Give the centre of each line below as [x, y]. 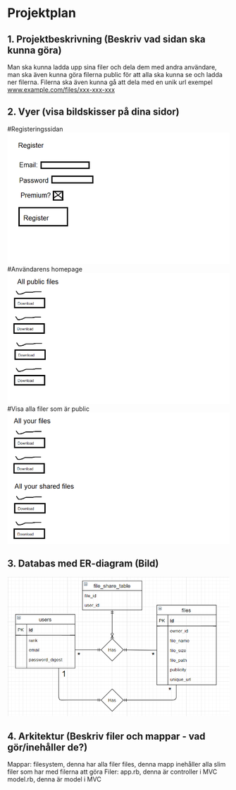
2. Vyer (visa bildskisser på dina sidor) [93, 112]
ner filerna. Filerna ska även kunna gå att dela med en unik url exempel [110, 82]
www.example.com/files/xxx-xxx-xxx [61, 89]
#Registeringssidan [35, 129]
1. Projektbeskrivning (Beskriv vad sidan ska [106, 39]
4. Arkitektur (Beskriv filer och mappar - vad [106, 736]
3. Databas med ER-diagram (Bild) [83, 564]
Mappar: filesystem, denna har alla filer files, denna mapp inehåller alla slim [117, 765]
